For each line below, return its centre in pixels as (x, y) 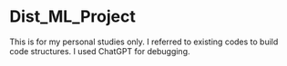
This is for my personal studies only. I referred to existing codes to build (144, 42)
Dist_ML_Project (73, 17)
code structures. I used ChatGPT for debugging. (100, 51)
